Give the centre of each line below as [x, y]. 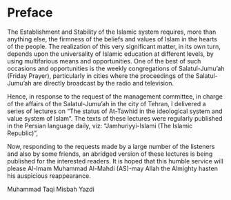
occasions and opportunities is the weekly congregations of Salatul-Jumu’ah [116, 68]
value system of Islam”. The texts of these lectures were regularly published [115, 118]
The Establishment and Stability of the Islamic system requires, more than [112, 32]
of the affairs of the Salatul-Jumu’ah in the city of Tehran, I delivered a [107, 103]
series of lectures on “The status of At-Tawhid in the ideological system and [115, 111]
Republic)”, [22, 133]
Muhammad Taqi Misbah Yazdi [51, 189]
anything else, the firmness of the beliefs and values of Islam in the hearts [112, 39]
